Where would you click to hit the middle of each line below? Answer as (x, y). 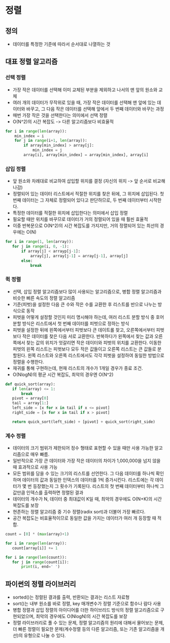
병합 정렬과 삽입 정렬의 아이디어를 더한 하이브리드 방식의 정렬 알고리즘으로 (86, 610)
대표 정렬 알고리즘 (31, 62)
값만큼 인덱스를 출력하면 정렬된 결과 (48, 492)
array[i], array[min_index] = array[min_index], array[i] (86, 155)
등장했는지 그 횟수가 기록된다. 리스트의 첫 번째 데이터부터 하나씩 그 (98, 486)
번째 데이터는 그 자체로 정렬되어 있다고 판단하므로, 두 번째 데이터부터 (80, 200)
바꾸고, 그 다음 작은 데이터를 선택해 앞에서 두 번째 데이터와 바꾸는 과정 (95, 109)
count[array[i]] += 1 (35, 548)
